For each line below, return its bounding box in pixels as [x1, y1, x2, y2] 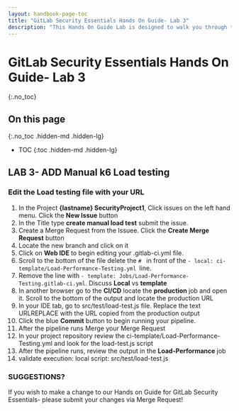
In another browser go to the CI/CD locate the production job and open [18, 286, 228, 295]
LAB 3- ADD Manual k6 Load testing [8, 166, 170, 178]
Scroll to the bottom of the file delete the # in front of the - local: [18, 256, 213, 264]
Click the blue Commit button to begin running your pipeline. [18, 316, 196, 325]
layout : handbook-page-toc [8, 10, 88, 18]
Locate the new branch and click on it [18, 241, 128, 249]
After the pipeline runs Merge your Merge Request [18, 324, 166, 332]
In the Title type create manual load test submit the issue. [18, 218, 189, 227]
